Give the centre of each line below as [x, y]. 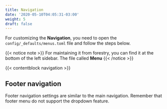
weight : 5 [15, 19]
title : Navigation [24, 10]
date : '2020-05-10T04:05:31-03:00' [42, 14]
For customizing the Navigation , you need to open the [61, 38]
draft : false [19, 24]
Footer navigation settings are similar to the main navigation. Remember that [84, 96]
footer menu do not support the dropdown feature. [57, 101]
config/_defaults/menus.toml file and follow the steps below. [68, 43]
